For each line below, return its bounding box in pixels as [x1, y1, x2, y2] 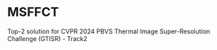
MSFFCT [7, 4, 59, 20]
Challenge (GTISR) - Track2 [7, 34, 88, 42]
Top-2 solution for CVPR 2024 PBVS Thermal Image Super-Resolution [7, 27, 211, 35]
